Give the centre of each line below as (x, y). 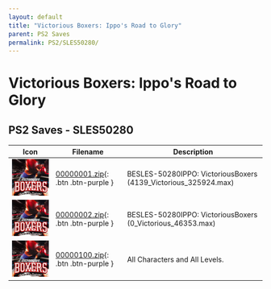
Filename (88, 151)
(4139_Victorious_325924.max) (181, 182)
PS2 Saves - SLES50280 (71, 130)
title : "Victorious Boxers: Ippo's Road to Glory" (95, 25)
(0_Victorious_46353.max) (171, 223)
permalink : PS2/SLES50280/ (54, 43)
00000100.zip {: (82, 255)
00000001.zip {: (82, 174)
